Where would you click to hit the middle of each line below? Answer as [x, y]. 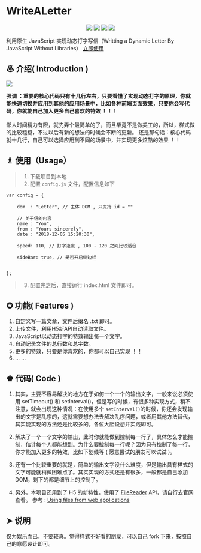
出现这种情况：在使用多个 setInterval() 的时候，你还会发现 [114, 409]
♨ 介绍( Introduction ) [47, 69]
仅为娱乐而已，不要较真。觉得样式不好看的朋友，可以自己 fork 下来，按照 [97, 536]
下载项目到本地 [48, 176]
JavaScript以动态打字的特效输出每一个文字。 [70, 336]
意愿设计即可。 [35, 544]
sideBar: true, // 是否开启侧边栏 [57, 257]
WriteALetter [39, 11]
